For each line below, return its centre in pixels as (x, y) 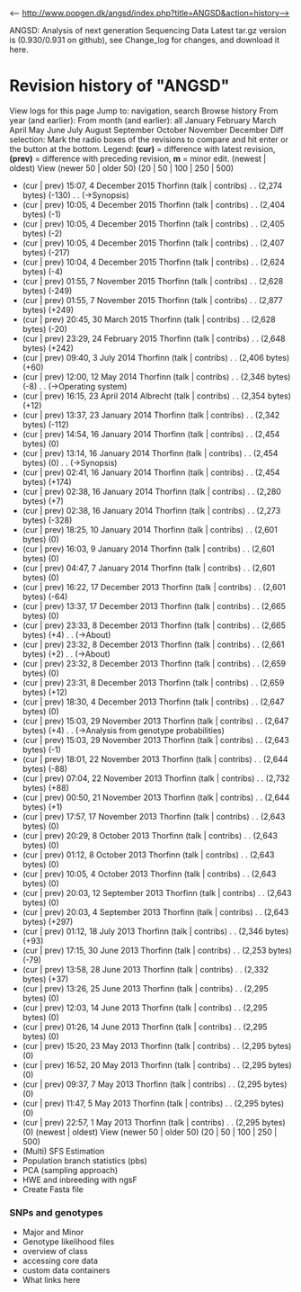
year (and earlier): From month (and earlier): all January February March (143, 120)
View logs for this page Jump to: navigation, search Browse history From (144, 111)
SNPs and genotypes (56, 1212)
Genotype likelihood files (68, 1242)
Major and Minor (53, 1233)
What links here (51, 1280)
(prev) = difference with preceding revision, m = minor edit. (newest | (138, 158)
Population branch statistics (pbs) (85, 1161)
